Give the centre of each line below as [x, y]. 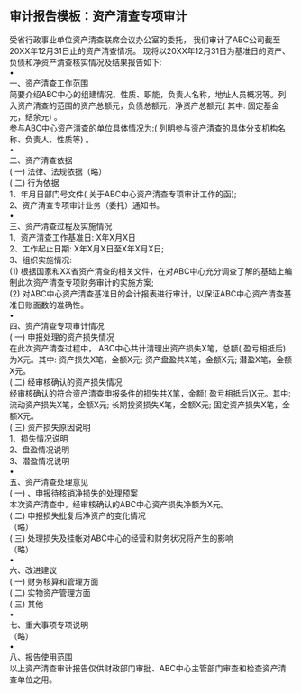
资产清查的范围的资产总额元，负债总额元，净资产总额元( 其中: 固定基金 [148, 105]
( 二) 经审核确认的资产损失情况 [66, 382]
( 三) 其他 [27, 604]
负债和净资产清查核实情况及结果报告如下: [86, 62]
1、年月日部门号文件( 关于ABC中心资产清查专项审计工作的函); [123, 194]
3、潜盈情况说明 [40, 460]
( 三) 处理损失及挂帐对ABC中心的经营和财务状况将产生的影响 [122, 538]
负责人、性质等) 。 [59, 139]
